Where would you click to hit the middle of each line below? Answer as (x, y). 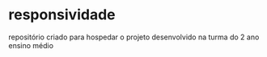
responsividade (62, 15)
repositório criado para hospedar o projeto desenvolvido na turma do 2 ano (134, 37)
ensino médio (31, 45)
